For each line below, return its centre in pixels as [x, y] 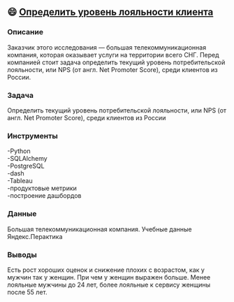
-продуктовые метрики [42, 188]
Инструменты [32, 136]
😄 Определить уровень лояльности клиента [110, 12]
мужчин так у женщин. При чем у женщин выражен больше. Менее [109, 277]
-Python [19, 151]
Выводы [22, 254]
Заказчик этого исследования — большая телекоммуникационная [107, 47]
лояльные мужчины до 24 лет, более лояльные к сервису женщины [109, 285]
